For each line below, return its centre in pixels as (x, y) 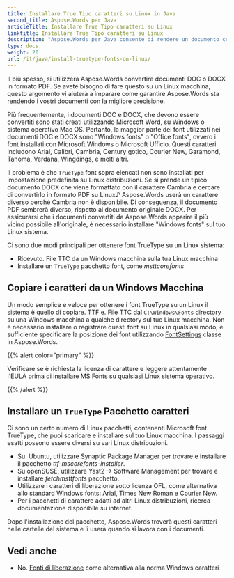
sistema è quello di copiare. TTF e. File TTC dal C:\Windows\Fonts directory (114, 312)
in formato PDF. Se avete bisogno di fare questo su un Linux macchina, (109, 86)
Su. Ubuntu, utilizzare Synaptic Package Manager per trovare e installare (122, 456)
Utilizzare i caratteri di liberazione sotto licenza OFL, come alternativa (117, 486)
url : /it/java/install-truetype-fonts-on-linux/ (79, 59)
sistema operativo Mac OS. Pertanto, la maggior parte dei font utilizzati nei (114, 129)
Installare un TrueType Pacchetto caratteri (98, 411)
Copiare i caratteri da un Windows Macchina (106, 288)
